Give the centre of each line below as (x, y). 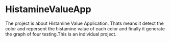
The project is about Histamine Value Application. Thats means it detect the (85, 23)
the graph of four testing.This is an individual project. (61, 34)
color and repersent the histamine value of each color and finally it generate (85, 28)
